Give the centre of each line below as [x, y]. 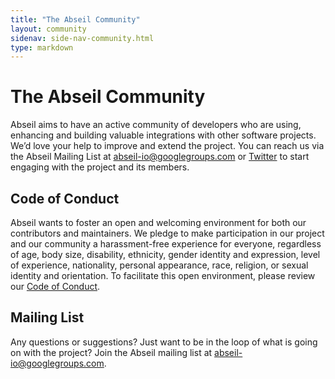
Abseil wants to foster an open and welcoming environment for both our [158, 222]
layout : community [48, 29]
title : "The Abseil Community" [75, 19]
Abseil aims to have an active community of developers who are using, [156, 125]
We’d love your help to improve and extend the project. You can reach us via [167, 146]
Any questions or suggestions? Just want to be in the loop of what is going [164, 342]
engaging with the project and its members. [100, 167]
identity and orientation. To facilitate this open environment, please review [163, 275]
